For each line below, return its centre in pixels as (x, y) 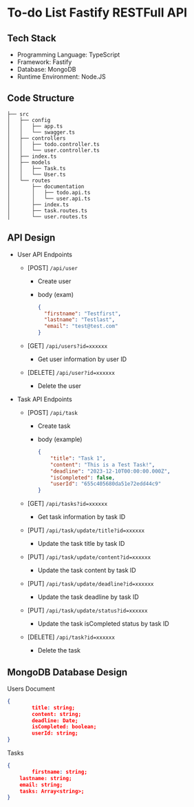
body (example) (60, 439)
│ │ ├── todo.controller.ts (53, 144)
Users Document (31, 688)
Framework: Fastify (44, 62)
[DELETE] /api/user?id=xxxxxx (71, 372)
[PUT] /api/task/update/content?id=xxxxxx (89, 557)
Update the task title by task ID (81, 544)
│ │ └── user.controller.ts (53, 150)
